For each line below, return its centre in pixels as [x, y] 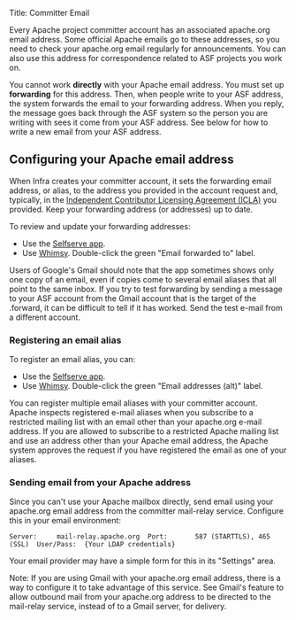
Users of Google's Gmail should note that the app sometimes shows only [142, 270]
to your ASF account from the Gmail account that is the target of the [133, 298]
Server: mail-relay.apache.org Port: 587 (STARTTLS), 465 [140, 537]
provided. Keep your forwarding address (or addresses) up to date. [131, 209]
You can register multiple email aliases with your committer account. [133, 403]
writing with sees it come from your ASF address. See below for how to [139, 122]
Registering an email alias [65, 340]
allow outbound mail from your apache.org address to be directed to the [140, 597]
